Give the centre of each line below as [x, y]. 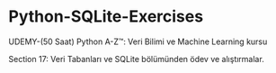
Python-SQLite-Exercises [106, 17]
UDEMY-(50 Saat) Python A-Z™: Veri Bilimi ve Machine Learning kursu [138, 41]
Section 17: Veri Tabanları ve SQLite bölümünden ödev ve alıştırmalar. [136, 59]
